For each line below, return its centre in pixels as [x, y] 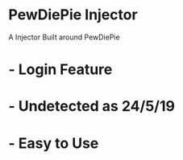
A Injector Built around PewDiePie [64, 37]
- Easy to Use [54, 143]
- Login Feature [60, 70]
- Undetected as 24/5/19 [92, 107]
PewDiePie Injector [73, 15]
